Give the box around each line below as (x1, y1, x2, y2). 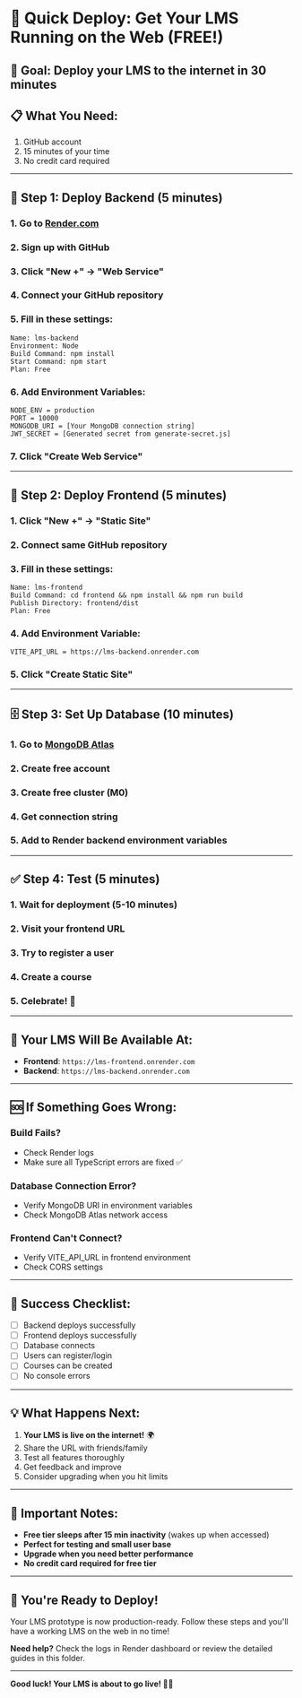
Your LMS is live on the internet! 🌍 (22, 1430, 155, 1441)
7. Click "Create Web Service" (10, 450, 143, 463)
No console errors (22, 1371, 91, 1382)
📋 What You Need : (10, 108, 119, 124)
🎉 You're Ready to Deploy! (10, 1592, 160, 1607)
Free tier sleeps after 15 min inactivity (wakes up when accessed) (22, 1529, 270, 1540)
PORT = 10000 (10, 414, 59, 423)
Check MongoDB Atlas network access (22, 1209, 168, 1220)
